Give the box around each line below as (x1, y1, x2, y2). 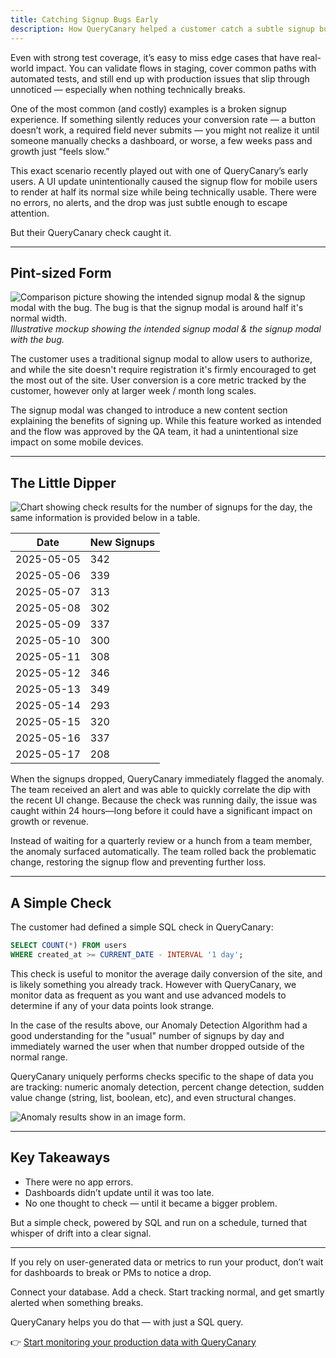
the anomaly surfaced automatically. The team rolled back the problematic (10, 846, 317, 858)
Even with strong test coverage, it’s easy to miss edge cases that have (10, 51, 300, 63)
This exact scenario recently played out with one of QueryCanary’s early (10, 164, 309, 176)
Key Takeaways (10, 1149, 111, 1166)
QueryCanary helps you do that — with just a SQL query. (10, 1316, 244, 1328)
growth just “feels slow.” (10, 145, 110, 157)
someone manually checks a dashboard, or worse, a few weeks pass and (10, 134, 313, 146)
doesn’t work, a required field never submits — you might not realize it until (10, 124, 320, 136)
